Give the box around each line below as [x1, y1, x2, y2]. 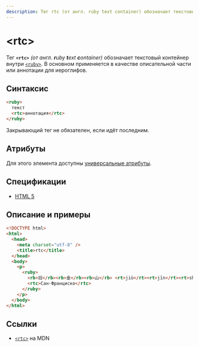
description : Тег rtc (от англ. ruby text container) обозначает [6, 8, 171, 15]
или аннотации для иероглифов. [6, 66, 88, 74]
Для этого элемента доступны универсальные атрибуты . [6, 160, 152, 167]
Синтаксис [6, 84, 49, 94]
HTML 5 [14, 192, 35, 199]
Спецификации [6, 177, 66, 187]
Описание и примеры [6, 209, 91, 219]
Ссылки [6, 319, 37, 329]
